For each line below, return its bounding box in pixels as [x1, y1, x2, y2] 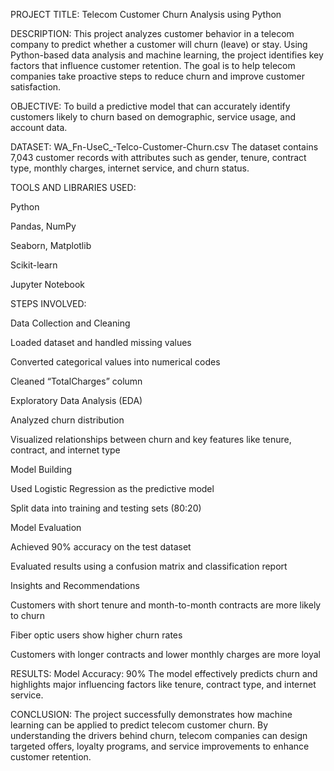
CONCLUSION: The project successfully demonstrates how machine [10, 709, 293, 720]
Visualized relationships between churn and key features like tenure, [10, 434, 292, 445]
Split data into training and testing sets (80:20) [10, 502, 202, 514]
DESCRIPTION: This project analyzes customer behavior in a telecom [10, 28, 295, 39]
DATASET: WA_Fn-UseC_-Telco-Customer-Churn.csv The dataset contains [10, 141, 319, 153]
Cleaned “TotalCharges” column [10, 375, 143, 387]
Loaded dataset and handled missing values [10, 337, 192, 348]
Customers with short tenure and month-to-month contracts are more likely [10, 599, 322, 611]
